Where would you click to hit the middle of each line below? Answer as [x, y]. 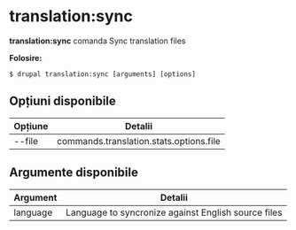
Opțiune [31, 126]
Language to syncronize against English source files [174, 212]
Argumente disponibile [74, 173]
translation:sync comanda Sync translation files [97, 41]
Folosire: [26, 57]
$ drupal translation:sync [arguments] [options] [103, 74]
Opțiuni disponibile [63, 101]
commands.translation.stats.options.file [139, 141]
